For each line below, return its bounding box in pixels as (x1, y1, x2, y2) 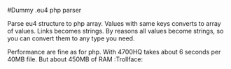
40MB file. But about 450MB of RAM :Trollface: (7, 55, 143, 63)
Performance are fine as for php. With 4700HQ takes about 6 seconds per (7, 48, 221, 56)
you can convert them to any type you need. (7, 34, 135, 43)
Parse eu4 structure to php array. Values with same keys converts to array (7, 20, 222, 27)
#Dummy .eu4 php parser (7, 6, 82, 14)
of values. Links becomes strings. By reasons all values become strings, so (7, 27, 224, 35)
